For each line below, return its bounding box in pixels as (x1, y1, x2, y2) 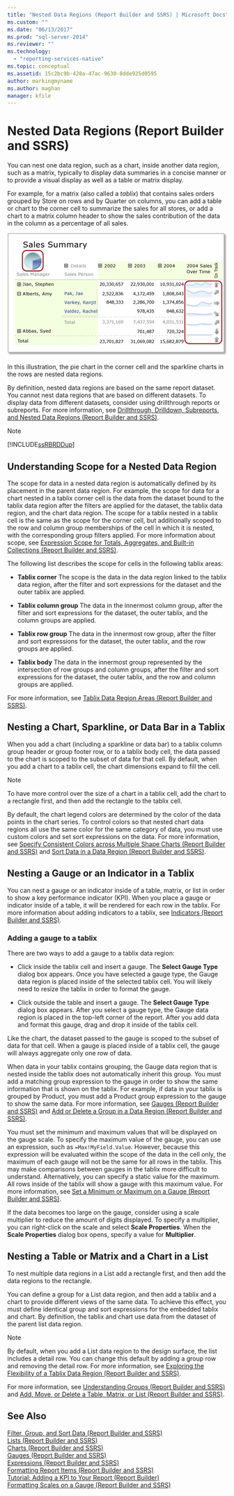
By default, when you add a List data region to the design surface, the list (7, 1347, 217, 1355)
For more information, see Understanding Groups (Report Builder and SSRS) (7, 1382, 226, 1391)
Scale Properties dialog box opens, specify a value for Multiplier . (7, 1230, 196, 1238)
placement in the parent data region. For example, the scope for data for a (7, 487, 219, 495)
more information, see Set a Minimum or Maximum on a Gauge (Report (7, 1187, 210, 1195)
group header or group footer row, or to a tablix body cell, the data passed (7, 747, 221, 755)
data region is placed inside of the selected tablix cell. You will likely (17, 977, 212, 986)
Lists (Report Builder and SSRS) (7, 1436, 98, 1444)
